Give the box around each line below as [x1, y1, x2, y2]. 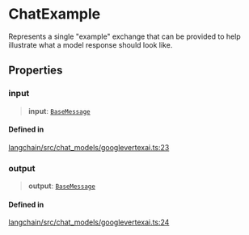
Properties [8, 64, 63, 78]
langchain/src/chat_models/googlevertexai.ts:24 [8, 217, 170, 227]
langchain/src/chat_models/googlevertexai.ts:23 [8, 142, 170, 152]
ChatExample [8, 5, 101, 23]
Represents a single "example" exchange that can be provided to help [8, 31, 241, 41]
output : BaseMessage [27, 181, 95, 191]
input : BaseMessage [27, 106, 91, 115]
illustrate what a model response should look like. [8, 40, 173, 49]
